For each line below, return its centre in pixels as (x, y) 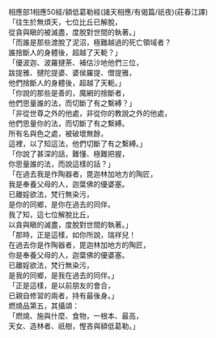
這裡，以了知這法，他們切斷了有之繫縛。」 (78, 143)
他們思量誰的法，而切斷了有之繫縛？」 (72, 103)
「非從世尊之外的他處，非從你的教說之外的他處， (90, 113)
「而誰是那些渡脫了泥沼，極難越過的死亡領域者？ (90, 42)
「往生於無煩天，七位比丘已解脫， (65, 22)
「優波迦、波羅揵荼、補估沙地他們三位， (76, 62)
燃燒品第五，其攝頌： (44, 306)
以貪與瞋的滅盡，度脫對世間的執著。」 (70, 225)
